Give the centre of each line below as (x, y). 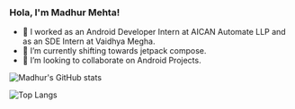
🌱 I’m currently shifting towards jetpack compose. (114, 51)
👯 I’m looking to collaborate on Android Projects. (112, 61)
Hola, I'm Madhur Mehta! (65, 13)
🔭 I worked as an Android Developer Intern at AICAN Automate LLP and (154, 32)
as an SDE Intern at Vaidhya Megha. (89, 41)
